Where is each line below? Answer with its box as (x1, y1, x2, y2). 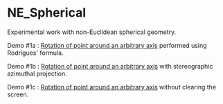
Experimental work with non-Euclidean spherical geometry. (7, 28, 177, 36)
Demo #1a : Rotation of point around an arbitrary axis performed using (7, 41, 207, 49)
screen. (7, 90, 29, 98)
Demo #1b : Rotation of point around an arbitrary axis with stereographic (7, 62, 213, 70)
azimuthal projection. (7, 69, 67, 78)
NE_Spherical (7, 5, 87, 21)
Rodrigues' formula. (7, 49, 64, 57)
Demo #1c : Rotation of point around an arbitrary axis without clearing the (7, 83, 217, 91)
